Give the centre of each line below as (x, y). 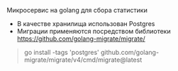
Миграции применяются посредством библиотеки (94, 31)
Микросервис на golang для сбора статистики (77, 10)
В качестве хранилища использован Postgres (86, 24)
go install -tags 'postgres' (62, 52)
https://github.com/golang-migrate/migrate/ (81, 39)
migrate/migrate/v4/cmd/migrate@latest (83, 60)
